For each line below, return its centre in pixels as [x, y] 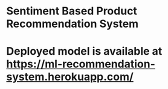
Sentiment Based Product [72, 11]
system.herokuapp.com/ [70, 77]
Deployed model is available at [84, 51]
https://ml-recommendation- [81, 64]
